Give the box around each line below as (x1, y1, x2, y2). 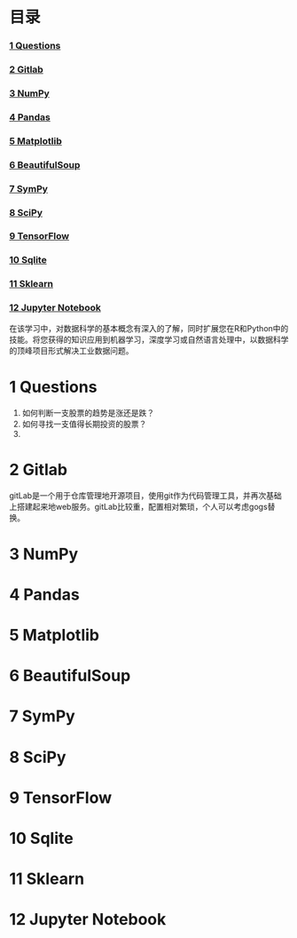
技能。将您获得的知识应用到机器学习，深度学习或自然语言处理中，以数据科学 (9, 334, 289, 345)
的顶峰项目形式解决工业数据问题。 (9, 345, 134, 355)
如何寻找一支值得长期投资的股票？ (21, 418, 147, 429)
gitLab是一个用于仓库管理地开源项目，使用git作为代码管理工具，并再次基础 (9, 489, 282, 501)
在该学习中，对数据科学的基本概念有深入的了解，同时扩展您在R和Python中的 (9, 322, 289, 333)
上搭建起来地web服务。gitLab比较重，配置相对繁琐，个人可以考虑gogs (9, 501, 268, 512)
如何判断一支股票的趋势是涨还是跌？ (21, 407, 155, 417)
